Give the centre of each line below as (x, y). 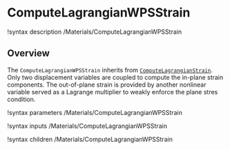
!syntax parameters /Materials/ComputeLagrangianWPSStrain (95, 112)
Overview (29, 53)
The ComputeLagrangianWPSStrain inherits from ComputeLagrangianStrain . (110, 69)
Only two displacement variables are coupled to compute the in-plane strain (115, 77)
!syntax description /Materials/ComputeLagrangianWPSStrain (94, 32)
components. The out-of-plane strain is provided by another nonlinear (107, 85)
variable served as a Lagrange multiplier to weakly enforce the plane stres (113, 92)
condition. (21, 99)
